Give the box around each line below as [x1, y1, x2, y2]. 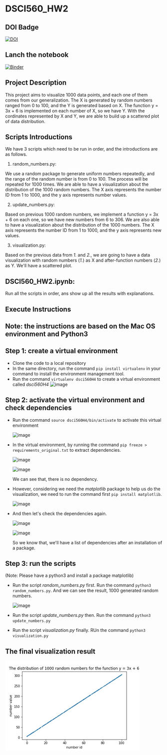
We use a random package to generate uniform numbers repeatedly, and [5, 171, 155, 177]
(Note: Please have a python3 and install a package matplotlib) [5, 572, 134, 578]
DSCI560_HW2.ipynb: [5, 277, 75, 286]
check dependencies [5, 404, 72, 412]
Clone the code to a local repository [12, 360, 86, 366]
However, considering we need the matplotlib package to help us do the [12, 486, 161, 492]
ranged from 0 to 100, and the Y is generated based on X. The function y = [5, 102, 159, 108]
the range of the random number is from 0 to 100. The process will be [5, 176, 148, 182]
